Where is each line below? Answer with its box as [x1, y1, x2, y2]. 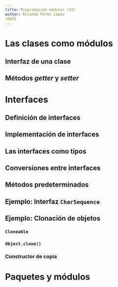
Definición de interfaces [5, 113, 81, 122]
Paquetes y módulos [5, 271, 90, 283]
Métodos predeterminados [5, 181, 89, 189]
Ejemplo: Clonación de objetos [5, 214, 101, 223]
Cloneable [5, 229, 29, 235]
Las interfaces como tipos [5, 147, 87, 156]
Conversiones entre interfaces [5, 164, 101, 172]
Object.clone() [5, 241, 42, 247]
